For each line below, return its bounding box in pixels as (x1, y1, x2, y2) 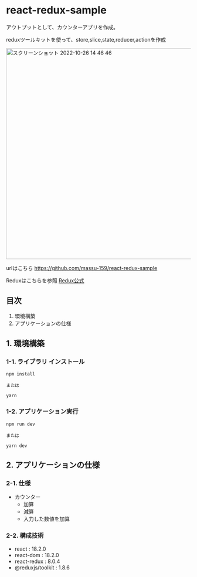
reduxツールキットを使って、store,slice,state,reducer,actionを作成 (6, 36, 166, 43)
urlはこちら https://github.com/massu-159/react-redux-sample (6, 264, 158, 271)
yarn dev (6, 443, 28, 449)
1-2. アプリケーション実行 (6, 408, 79, 416)
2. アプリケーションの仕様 (6, 460, 100, 470)
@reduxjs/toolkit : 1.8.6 (14, 564, 70, 571)
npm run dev (6, 421, 35, 427)
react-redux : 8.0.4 (14, 558, 60, 565)
